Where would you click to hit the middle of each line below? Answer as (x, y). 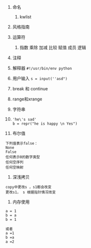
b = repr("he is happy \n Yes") (45, 124)
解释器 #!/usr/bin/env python (42, 68)
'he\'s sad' (24, 119)
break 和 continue (30, 89)
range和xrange (27, 99)
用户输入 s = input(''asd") (40, 78)
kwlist (26, 17)
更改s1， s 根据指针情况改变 (31, 192)
